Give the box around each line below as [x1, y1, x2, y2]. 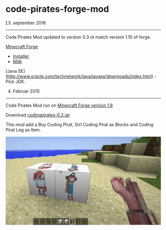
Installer [12, 53, 29, 59]
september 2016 [12, 20, 46, 26]
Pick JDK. [5, 78, 26, 85]
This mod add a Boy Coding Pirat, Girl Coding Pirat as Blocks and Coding [5, 121, 154, 127]
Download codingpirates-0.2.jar [5, 112, 70, 118]
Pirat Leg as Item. [5, 127, 41, 133]
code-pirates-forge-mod [5, 3, 109, 15]
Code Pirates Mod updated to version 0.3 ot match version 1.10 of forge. [5, 34, 152, 40]
